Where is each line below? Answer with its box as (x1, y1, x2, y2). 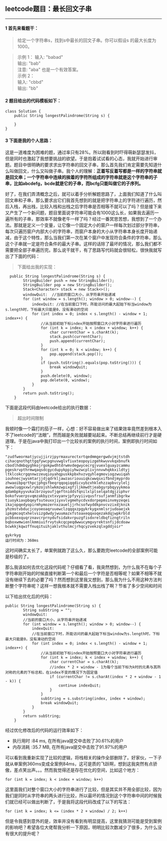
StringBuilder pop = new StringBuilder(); (23, 283, 112, 288)
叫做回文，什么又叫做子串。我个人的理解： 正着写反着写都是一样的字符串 (9, 168, 158, 174)
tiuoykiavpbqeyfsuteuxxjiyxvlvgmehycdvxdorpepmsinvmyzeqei (5, 498, 130, 503)
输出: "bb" (17, 85, 38, 91)
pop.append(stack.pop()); (49, 352, 103, 357)
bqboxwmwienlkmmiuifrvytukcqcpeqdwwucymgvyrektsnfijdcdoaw (5, 520, 130, 525)
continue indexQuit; (58, 683, 101, 688)
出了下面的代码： (5, 253, 40, 259)
